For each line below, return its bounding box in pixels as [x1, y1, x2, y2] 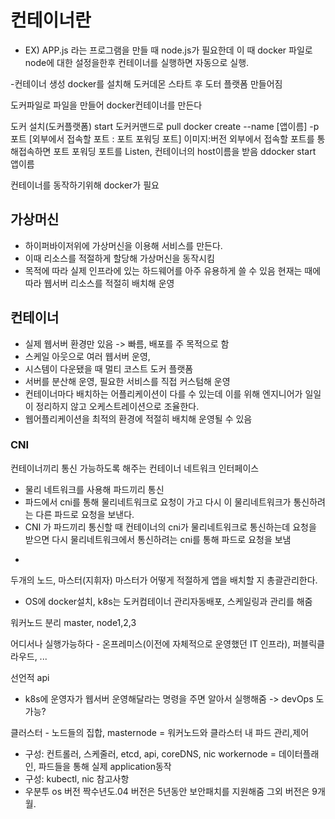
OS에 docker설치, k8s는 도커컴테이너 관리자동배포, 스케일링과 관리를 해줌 [24, 595, 313, 607]
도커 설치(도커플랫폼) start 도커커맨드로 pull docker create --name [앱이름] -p [10, 120, 320, 132]
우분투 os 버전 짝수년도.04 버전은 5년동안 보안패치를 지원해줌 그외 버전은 [24, 785, 310, 797]
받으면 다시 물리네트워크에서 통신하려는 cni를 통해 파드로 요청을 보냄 [24, 533, 292, 545]
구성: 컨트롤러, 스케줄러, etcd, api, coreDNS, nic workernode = [24, 747, 277, 760]
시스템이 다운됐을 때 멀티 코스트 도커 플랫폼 [24, 362, 194, 375]
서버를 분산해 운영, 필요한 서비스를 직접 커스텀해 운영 [24, 375, 231, 387]
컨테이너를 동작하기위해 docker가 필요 [10, 179, 160, 191]
